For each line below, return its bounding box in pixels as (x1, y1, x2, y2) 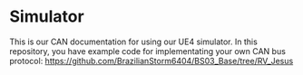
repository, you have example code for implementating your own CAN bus (9, 45, 286, 56)
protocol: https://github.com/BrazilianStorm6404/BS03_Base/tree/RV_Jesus (9, 55, 294, 66)
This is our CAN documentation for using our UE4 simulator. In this (9, 36, 259, 47)
